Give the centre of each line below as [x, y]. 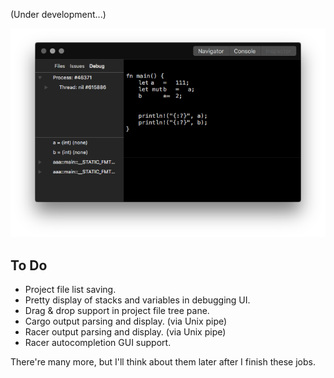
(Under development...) [58, 14]
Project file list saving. [70, 289]
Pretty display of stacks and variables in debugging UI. [137, 300]
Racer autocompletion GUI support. [98, 342]
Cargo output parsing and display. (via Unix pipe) [126, 321]
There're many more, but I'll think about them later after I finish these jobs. [163, 361]
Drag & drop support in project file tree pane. [117, 310]
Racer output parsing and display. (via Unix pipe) [125, 331]
